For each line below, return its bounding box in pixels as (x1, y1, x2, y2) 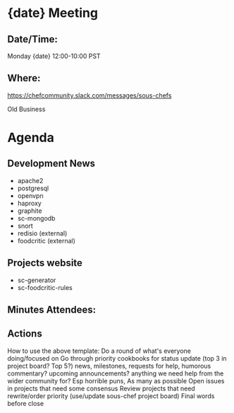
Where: (7, 72, 41, 84)
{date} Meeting (7, 5, 99, 21)
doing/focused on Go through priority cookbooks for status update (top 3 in (7, 354, 227, 362)
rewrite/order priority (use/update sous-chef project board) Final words (7, 391, 215, 400)
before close (7, 399, 44, 407)
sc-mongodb (17, 214, 56, 222)
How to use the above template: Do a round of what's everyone (7, 347, 192, 355)
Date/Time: (7, 33, 58, 45)
